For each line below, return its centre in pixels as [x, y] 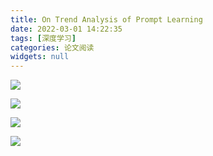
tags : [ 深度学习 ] [43, 38]
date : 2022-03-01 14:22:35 [66, 29]
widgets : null [40, 57]
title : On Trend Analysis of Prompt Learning [106, 19]
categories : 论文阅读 [52, 47]
